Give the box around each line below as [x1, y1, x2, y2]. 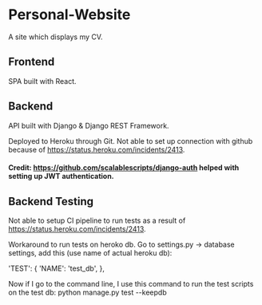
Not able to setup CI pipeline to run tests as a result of [8, 216, 186, 225]
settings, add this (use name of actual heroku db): [8, 248, 173, 257]
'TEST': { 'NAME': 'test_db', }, [8, 263, 105, 273]
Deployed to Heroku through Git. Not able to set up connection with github [8, 136, 253, 145]
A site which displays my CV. [8, 32, 103, 42]
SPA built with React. [8, 76, 77, 85]
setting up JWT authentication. [8, 172, 114, 181]
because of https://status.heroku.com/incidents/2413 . [8, 145, 185, 154]
